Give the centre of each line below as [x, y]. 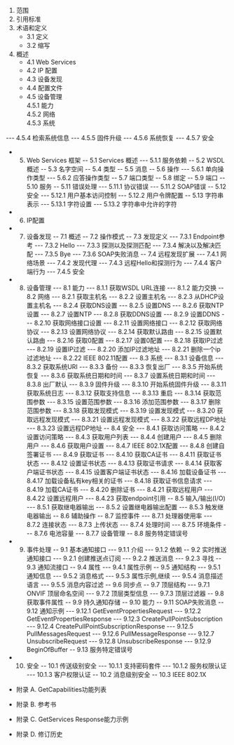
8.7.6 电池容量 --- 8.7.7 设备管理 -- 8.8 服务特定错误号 [111, 533]
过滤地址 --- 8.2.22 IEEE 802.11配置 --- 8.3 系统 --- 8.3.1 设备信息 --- [125, 358]
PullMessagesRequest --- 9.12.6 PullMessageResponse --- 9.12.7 [120, 634]
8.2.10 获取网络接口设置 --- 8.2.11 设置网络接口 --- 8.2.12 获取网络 [128, 323]
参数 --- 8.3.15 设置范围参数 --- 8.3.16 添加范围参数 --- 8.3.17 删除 [127, 402]
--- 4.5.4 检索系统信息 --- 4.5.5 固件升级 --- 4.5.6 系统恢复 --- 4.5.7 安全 [110, 138]
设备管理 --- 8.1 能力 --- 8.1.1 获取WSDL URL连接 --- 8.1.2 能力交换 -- [125, 288]
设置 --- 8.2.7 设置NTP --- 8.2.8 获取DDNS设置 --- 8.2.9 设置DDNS [123, 314]
